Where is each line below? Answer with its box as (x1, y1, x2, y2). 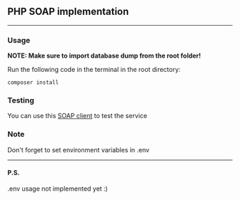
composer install (7, 79, 59, 86)
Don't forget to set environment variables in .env (7, 145, 150, 154)
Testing (7, 95, 34, 105)
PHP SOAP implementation (7, 6, 129, 18)
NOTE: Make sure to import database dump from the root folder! (7, 51, 201, 60)
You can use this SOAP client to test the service (7, 112, 148, 120)
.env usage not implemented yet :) (7, 184, 109, 193)
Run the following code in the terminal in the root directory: (7, 65, 181, 74)
